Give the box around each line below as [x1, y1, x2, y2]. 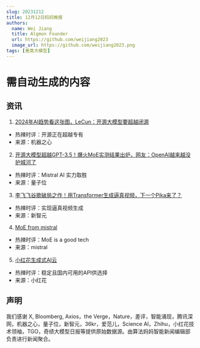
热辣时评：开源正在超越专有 [14, 131, 84, 138]
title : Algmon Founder [11, 31, 68, 37]
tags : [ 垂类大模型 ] [6, 48, 50, 54]
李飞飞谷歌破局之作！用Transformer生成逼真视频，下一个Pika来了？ [14, 191, 183, 198]
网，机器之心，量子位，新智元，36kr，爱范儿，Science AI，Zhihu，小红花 [6, 320, 189, 327]
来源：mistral [14, 243, 48, 250]
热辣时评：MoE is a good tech [14, 236, 89, 243]
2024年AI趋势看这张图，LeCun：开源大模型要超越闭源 [14, 118, 149, 125]
